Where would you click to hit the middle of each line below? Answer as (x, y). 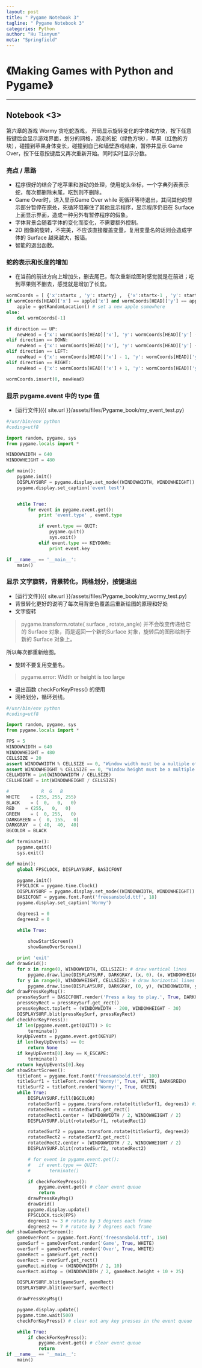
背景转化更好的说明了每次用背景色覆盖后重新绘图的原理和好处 (91, 603)
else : (13, 312)
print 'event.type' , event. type (80, 515)
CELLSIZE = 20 (24, 758)
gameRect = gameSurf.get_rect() (57, 1254)
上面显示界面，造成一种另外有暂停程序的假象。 (73, 215)
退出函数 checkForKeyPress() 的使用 (60, 689)
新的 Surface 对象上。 (48, 639)
